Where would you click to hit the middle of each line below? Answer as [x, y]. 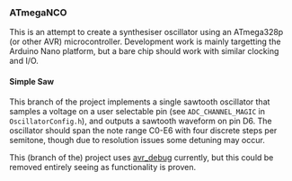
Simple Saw [32, 81]
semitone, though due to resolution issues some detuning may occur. [137, 140]
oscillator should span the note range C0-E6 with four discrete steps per [143, 130]
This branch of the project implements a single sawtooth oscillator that [140, 102]
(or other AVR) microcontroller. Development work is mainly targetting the [145, 41]
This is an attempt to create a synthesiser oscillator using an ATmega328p [146, 32]
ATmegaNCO [38, 13]
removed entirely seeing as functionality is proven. [102, 167]
